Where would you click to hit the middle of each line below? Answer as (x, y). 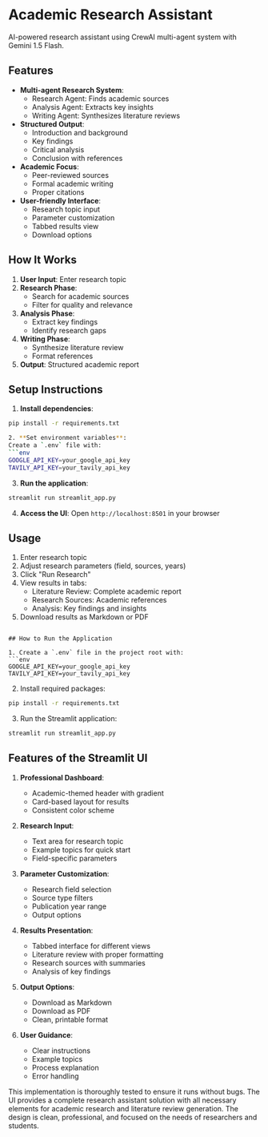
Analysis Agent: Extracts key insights (93, 107)
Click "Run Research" (55, 575)
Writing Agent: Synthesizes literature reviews (106, 115)
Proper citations (58, 192)
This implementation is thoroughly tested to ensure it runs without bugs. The (134, 1091)
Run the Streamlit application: (68, 719)
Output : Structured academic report (80, 364)
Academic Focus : (49, 167)
